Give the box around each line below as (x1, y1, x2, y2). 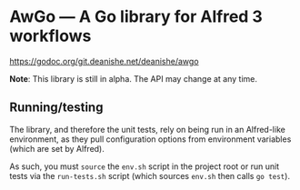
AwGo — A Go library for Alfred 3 (9, 6, 264, 27)
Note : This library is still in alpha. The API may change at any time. (9, 73, 257, 84)
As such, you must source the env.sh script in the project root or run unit (9, 161, 280, 172)
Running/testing (9, 100, 104, 115)
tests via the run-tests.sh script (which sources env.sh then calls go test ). (9, 170, 291, 181)
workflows (9, 25, 92, 46)
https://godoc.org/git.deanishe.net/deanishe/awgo (9, 55, 199, 66)
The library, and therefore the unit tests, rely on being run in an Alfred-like (9, 124, 286, 135)
